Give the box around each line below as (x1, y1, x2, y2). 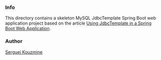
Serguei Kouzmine (5, 49, 43, 55)
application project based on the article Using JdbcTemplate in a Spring (5, 20, 152, 26)
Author (5, 38, 23, 45)
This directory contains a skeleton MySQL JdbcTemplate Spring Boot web (5, 15, 157, 21)
